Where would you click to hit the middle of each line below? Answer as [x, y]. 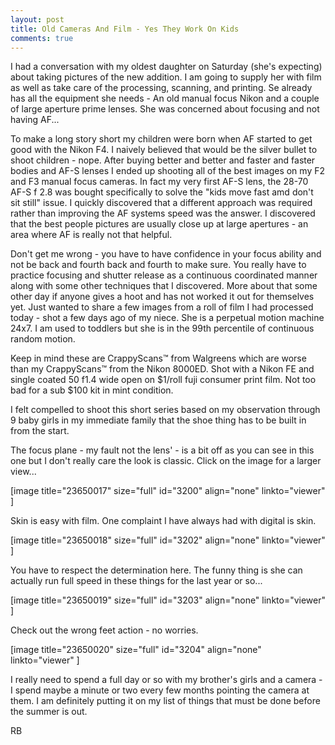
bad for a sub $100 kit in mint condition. [92, 390]
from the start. [40, 431]
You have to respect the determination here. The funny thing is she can [156, 570]
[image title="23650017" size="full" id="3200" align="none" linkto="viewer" [168, 491]
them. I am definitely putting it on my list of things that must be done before [165, 701]
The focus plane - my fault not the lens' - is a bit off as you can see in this [162, 450]
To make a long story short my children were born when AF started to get [161, 139]
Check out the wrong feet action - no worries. [104, 630]
